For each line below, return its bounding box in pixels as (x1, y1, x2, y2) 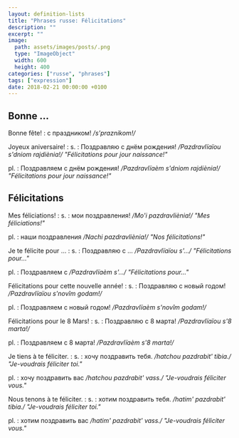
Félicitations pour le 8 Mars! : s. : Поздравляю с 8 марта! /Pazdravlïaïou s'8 (8, 317, 232, 325)
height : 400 (14, 63, 51, 71)
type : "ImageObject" (14, 51, 75, 58)
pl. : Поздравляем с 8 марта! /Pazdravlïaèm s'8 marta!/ (8, 338, 174, 347)
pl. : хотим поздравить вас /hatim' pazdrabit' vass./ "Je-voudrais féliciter (8, 416, 225, 424)
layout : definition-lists (8, 10, 85, 18)
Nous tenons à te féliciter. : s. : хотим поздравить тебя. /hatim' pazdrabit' (8, 394, 226, 403)
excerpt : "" (8, 30, 43, 38)
